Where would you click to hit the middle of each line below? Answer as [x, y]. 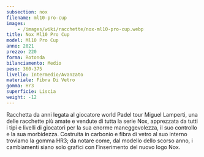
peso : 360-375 [25, 69]
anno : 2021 [20, 46]
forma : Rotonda [26, 57]
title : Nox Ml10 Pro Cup [38, 35]
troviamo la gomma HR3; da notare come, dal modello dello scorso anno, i [100, 141]
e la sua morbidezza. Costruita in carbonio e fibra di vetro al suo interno [97, 134]
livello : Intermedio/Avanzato [45, 75]
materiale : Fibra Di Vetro [41, 80]
